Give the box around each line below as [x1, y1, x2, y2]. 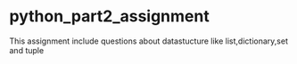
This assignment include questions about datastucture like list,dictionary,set [9, 36, 288, 46]
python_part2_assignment [9, 6, 210, 27]
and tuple [9, 44, 45, 55]
